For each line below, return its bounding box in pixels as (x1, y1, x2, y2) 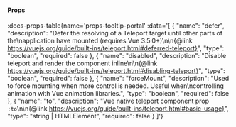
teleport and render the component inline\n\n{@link (7, 59, 158, 67)
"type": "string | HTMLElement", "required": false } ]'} (7, 112, 163, 121)
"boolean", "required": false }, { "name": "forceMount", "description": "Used (7, 74, 230, 83)
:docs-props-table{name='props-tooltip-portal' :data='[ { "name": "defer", (7, 21, 225, 30)
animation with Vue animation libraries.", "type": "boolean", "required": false (7, 89, 230, 98)
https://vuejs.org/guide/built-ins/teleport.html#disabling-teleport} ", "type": (7, 67, 225, 75)
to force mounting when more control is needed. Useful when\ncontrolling (7, 82, 224, 90)
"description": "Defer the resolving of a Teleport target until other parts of (7, 29, 222, 38)
